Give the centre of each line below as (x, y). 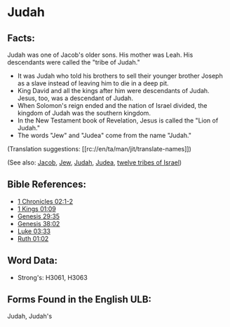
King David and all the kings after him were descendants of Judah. (113, 91)
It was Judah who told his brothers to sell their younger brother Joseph (120, 76)
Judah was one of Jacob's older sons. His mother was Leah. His (100, 55)
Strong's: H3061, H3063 (52, 277)
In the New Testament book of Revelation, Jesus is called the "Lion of (118, 120)
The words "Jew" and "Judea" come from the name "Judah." (104, 135)
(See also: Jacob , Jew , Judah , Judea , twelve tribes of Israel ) (95, 162)
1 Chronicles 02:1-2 (45, 201)
